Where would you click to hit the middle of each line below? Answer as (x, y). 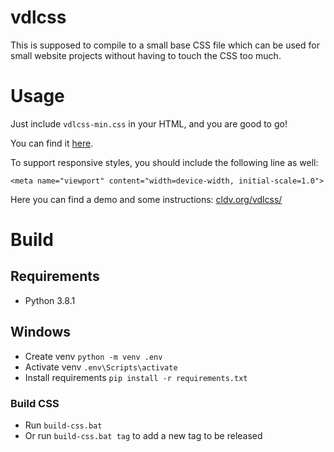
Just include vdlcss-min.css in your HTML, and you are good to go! (149, 123)
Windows (40, 332)
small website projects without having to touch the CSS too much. (146, 55)
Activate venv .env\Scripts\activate (101, 367)
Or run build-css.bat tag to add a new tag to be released (143, 435)
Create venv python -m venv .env (93, 356)
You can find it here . (52, 143)
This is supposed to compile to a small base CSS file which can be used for (165, 45)
